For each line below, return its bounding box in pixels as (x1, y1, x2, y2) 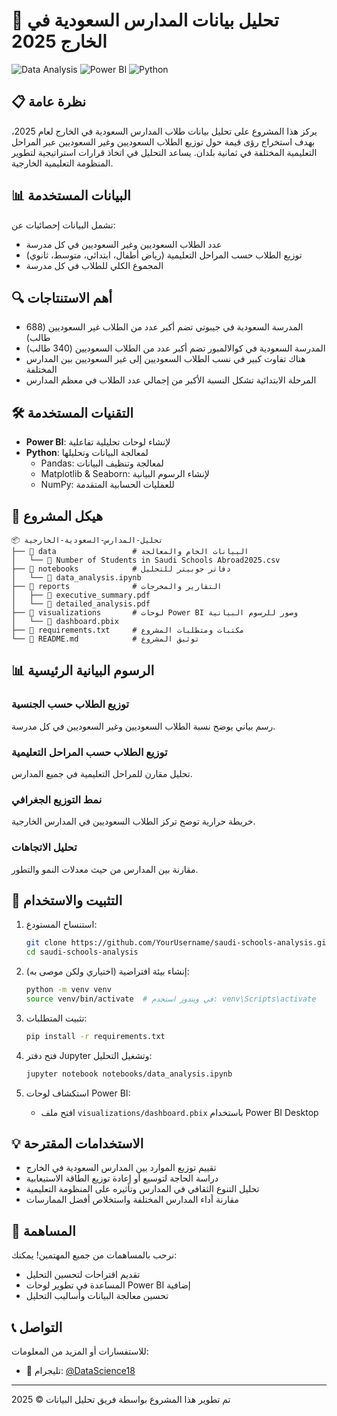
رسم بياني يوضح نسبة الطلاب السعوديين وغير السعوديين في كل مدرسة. (11, 720, 276, 732)
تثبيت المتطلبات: (25, 1012, 88, 1024)
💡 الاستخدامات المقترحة (11, 1135, 144, 1153)
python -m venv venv (25, 985, 112, 995)
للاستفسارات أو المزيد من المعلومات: (11, 1345, 149, 1358)
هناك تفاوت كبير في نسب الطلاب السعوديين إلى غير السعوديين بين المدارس (25, 353, 306, 365)
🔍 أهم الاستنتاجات (11, 289, 113, 306)
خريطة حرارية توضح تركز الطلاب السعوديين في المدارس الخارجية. (11, 815, 256, 828)
